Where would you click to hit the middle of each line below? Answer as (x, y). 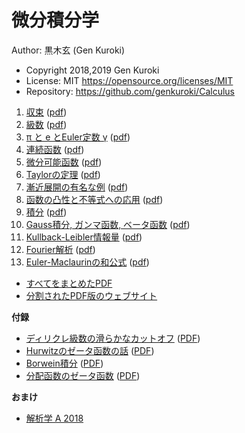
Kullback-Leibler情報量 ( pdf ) (84, 237)
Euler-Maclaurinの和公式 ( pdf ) (87, 262)
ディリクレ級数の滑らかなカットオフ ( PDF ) (113, 338)
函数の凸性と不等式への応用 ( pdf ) (94, 199)
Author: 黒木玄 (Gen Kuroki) (68, 50)
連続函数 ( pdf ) (55, 149)
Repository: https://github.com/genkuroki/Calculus (130, 91)
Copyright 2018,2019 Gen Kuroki (92, 70)
